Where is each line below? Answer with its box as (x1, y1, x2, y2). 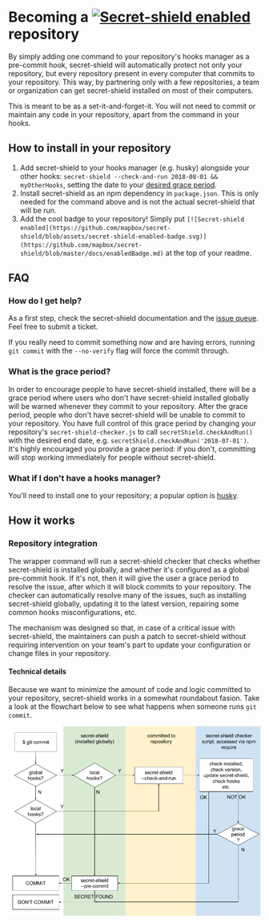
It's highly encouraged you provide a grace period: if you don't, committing (8, 443, 256, 453)
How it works (8, 514, 75, 528)
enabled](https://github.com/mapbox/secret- (19, 224, 171, 232)
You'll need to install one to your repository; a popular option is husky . (8, 491, 239, 500)
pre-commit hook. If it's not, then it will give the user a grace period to (8, 573, 239, 583)
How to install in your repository (8, 141, 171, 156)
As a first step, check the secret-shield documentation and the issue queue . (8, 314, 259, 323)
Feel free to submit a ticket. (8, 322, 98, 332)
